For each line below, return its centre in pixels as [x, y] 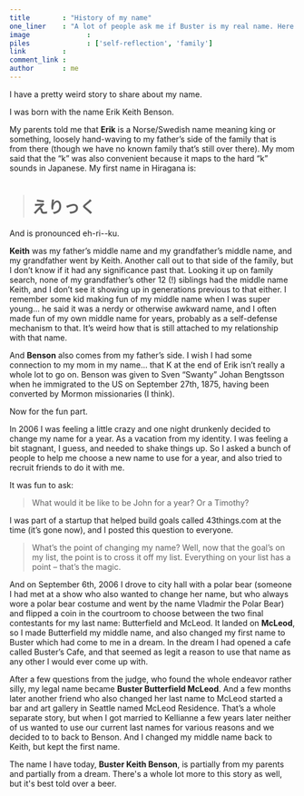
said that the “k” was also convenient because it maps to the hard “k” [139, 158]
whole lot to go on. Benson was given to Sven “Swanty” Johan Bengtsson [147, 374]
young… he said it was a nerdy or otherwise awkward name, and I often [143, 309]
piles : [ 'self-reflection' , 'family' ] [111, 43]
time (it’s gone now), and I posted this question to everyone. [122, 530]
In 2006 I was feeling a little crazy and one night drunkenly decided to [140, 428]
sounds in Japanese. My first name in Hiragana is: [103, 168]
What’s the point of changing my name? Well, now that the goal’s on [158, 547]
